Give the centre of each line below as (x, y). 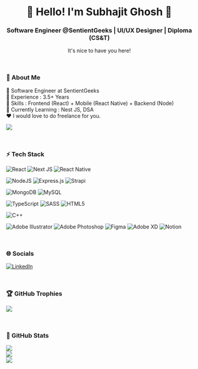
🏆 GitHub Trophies (34, 294)
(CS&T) (99, 38)
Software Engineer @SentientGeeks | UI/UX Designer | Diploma (99, 30)
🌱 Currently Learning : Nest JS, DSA (50, 109)
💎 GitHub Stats (27, 335)
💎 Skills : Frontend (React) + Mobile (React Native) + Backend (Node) (90, 103)
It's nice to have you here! (99, 51)
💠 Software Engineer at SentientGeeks (53, 90)
